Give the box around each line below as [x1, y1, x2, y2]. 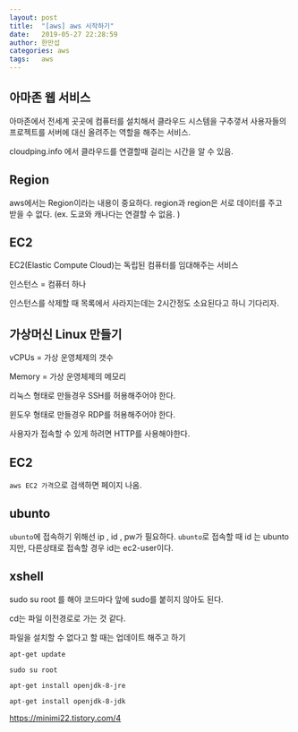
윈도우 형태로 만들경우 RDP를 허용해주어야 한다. [9, 409, 176, 420]
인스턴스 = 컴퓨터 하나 [9, 279, 87, 289]
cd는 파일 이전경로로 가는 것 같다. [9, 613, 126, 624]
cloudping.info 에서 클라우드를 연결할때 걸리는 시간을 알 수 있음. [9, 145, 234, 157]
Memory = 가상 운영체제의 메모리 [9, 371, 127, 382]
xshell [9, 569, 44, 584]
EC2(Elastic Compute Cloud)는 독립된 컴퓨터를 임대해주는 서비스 [9, 260, 239, 271]
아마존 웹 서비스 [9, 90, 91, 106]
